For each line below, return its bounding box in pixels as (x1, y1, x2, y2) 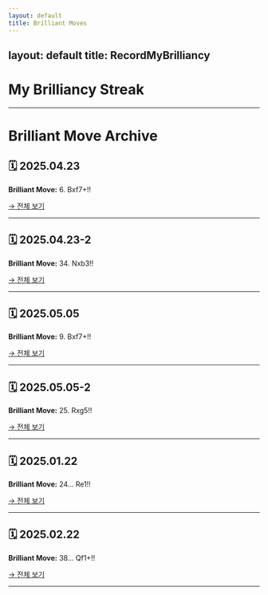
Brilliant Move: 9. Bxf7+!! (8, 332, 92, 341)
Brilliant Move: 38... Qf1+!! (8, 553, 96, 562)
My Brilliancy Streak (8, 81, 145, 99)
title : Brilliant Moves (8, 19, 88, 27)
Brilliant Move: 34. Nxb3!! (8, 258, 94, 268)
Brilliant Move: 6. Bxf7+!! (8, 184, 92, 194)
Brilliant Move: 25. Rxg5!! (8, 406, 93, 416)
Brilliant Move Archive (8, 127, 158, 145)
